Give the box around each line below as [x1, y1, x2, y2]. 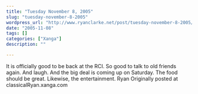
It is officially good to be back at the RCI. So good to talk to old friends [6, 62, 177, 69]
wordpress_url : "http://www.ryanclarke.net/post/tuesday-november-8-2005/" [6, 19, 196, 25]
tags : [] [6, 31, 28, 36]
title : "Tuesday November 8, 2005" [6, 8, 94, 15]
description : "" [6, 42, 46, 48]
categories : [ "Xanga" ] [6, 36, 62, 42]
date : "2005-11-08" [6, 25, 54, 31]
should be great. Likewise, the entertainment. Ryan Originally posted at [6, 75, 179, 82]
